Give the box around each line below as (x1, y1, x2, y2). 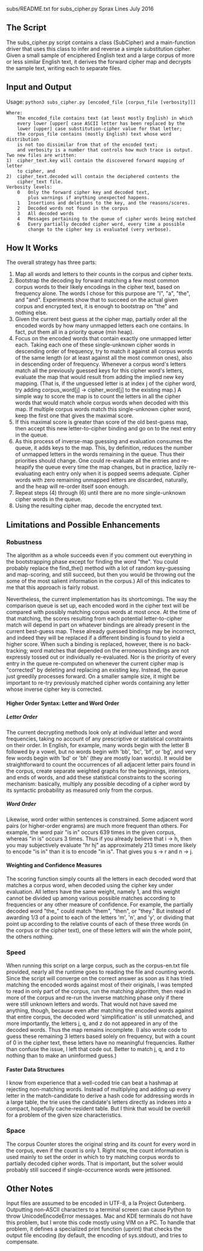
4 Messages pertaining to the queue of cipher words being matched (17, 216, 196, 222)
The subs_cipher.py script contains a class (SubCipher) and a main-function (6, 39, 196, 46)
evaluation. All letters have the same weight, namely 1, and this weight (6, 888, 180, 895)
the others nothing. (6, 932, 54, 940)
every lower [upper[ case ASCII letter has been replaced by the (17, 120, 185, 127)
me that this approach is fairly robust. (6, 584, 100, 591)
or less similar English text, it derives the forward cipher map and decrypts (6, 58, 192, 65)
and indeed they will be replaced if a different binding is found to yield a (6, 634, 185, 641)
